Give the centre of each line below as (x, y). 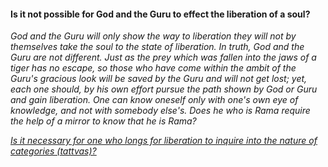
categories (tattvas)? (53, 151)
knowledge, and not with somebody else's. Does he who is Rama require (160, 111)
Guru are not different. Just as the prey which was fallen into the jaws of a (163, 57)
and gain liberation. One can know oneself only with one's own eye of (154, 100)
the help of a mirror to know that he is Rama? (103, 121)
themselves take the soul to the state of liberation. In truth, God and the (157, 47)
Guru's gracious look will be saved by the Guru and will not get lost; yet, (159, 79)
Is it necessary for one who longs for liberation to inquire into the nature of (164, 141)
